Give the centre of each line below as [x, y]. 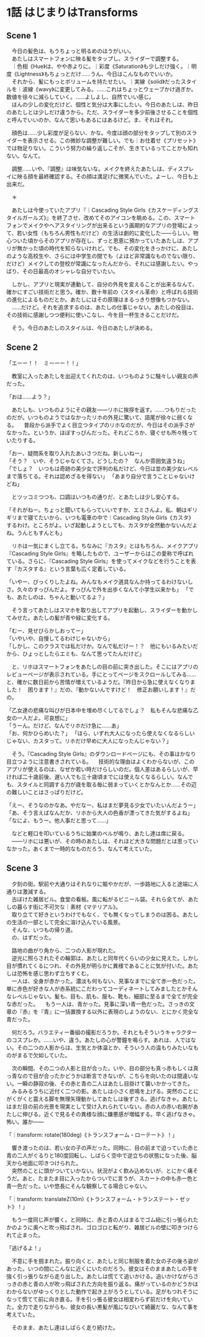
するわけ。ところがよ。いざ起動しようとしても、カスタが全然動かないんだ [99, 525]
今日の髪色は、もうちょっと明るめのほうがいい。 [73, 51]
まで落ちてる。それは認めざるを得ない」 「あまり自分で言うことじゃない [98, 476]
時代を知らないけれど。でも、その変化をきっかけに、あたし [123, 248]
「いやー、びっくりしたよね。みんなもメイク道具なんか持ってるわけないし [100, 581]
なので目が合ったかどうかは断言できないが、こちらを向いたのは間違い [105, 1076]
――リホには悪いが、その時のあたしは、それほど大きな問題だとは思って [102, 841]
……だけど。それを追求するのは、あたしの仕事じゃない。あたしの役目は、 [104, 307]
